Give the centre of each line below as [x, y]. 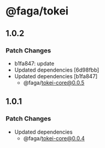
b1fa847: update [34, 63]
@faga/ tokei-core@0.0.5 [54, 82]
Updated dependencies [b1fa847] [56, 76]
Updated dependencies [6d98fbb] [57, 70]
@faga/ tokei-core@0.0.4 [54, 138]
